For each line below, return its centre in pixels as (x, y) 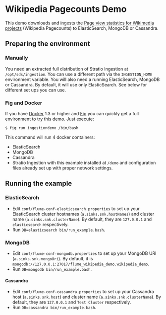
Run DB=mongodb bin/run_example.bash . (52, 269)
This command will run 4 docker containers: (50, 137)
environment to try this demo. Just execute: (50, 119)
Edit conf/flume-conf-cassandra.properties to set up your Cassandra (83, 292)
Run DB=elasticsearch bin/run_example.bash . (59, 230)
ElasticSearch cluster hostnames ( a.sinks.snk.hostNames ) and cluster (83, 214)
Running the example (39, 184)
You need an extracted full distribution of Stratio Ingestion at (67, 69)
